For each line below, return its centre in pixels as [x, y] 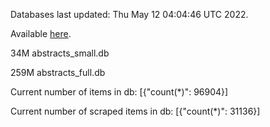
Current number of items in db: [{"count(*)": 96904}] [119, 92]
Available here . [41, 33]
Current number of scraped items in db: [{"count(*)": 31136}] [135, 111]
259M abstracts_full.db [58, 72]
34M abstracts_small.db [60, 53]
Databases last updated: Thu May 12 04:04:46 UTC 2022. [129, 14]
